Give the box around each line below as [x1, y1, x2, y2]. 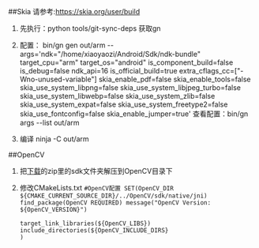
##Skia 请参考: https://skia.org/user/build [8, 7, 141, 16]
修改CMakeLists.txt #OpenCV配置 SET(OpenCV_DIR [19, 183, 174, 192]
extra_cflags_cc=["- [178, 66, 244, 75]
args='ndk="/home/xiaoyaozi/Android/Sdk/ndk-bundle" [19, 50, 201, 58]
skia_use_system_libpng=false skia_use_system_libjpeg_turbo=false [19, 83, 241, 92]
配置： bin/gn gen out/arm [19, 40, 106, 50]
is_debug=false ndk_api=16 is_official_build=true [19, 66, 178, 75]
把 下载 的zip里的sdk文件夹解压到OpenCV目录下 [19, 167, 173, 175]
